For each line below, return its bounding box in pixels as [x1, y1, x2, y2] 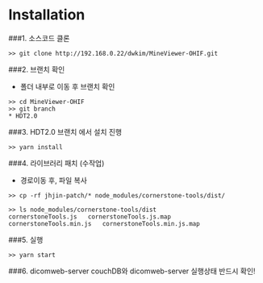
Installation [8, 6, 86, 24]
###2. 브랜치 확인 [8, 65, 65, 74]
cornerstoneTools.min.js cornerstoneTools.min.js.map [8, 219, 200, 227]
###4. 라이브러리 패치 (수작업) [8, 158, 105, 168]
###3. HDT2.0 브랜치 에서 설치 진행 [8, 127, 123, 136]
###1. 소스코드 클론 [8, 33, 70, 43]
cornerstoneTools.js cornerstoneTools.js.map [8, 212, 172, 221]
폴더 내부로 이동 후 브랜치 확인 [19, 81, 115, 91]
